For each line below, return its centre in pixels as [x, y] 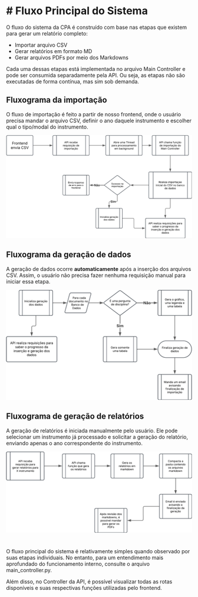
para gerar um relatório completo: [47, 33]
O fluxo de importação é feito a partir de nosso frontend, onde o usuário [94, 114]
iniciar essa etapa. [28, 281]
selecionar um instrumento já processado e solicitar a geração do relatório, [97, 437]
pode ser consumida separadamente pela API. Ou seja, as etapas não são [96, 75]
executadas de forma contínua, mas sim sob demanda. [73, 81]
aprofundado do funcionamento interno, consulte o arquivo [78, 564]
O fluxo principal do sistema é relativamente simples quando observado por [98, 552]
